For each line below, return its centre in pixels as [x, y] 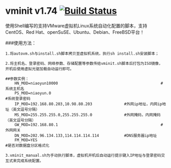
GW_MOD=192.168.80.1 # [89, 125]
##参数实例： [17, 79]
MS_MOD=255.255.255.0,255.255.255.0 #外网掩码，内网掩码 [88, 115]
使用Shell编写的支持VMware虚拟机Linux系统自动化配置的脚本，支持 [76, 26]
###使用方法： [21, 43]
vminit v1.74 [31, 11]
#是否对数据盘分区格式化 [27, 146]
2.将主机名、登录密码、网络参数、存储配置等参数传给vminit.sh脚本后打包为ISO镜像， [84, 63]
